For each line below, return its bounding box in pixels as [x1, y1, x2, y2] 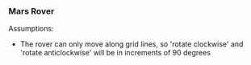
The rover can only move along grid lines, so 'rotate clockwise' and [19, 39, 244, 49]
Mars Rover [8, 6, 55, 17]
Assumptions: [8, 24, 54, 34]
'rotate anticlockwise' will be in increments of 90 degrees [19, 48, 211, 58]
